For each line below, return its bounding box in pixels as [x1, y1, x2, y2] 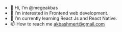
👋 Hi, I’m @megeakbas [10, 5, 58, 10]
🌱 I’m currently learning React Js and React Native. [10, 15, 117, 21]
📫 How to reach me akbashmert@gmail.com [10, 21, 105, 27]
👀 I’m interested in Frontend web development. [10, 10, 109, 16]
